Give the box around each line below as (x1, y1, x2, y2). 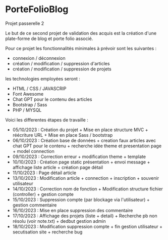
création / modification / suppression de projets (12, 66, 112, 72)
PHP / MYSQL (12, 107, 42, 113)
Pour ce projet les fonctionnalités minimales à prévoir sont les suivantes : (5, 45, 157, 51)
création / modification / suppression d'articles (12, 60, 110, 66)
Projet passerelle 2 (5, 20, 44, 26)
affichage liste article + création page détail (12, 164, 103, 170)
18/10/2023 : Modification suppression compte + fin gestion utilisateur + (12, 223, 163, 229)
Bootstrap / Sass (12, 101, 47, 107)
